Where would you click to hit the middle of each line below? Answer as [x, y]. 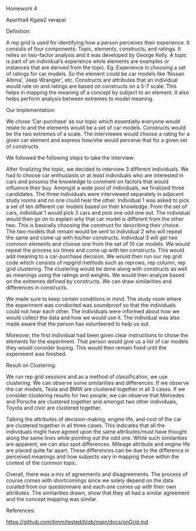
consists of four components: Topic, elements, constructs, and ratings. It [94, 49]
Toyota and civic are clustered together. [54, 408]
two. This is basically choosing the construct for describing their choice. [93, 225]
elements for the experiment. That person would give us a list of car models [97, 341]
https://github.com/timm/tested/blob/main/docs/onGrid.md [77, 522]
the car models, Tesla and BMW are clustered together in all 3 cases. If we [96, 389]
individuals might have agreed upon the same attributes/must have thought [97, 432]
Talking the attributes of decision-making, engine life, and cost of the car [94, 419]
